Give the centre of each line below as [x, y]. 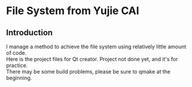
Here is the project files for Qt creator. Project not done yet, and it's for [92, 59]
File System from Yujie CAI [73, 11]
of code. [16, 53]
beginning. [19, 78]
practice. [17, 65]
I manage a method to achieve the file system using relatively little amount [96, 46]
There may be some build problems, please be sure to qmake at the [88, 71]
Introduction [30, 33]
